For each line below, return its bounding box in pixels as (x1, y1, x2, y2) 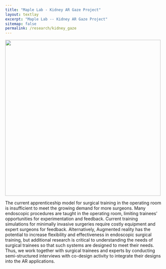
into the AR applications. (5, 258, 55, 265)
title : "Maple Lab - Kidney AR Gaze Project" (5, 7, 101, 12)
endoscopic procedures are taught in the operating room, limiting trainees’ (5, 211, 158, 217)
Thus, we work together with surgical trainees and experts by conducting (5, 248, 156, 254)
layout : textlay (5, 12, 39, 17)
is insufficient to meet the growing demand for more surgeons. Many (5, 205, 146, 211)
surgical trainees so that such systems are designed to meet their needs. (5, 243, 154, 249)
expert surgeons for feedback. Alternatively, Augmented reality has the (5, 227, 151, 233)
